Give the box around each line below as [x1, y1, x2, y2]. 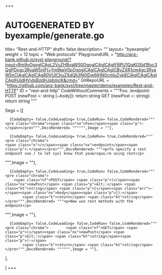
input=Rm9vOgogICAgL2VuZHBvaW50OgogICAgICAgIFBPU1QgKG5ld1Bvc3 [5, 61, 158, 67]
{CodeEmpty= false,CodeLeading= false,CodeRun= [9, 221, 108, 226]
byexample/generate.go [5, 30, 105, 41]
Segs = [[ [5, 107, 24, 113]
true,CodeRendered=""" [107, 134, 153, 139]
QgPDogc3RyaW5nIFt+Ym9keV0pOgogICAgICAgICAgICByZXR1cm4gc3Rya [5, 67, 156, 73]
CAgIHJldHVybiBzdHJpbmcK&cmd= [5, 77, 78, 83]
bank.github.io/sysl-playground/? [5, 57, 72, 62]
